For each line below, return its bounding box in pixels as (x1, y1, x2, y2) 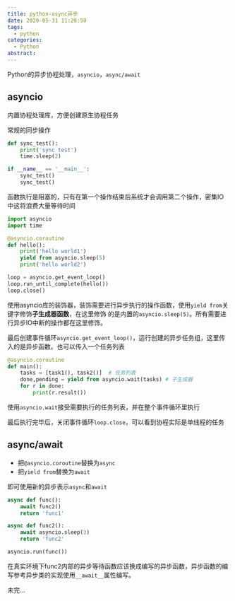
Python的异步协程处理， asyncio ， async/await (7, 70, 141, 78)
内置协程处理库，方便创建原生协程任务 (7, 110, 119, 119)
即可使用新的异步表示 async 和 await (7, 482, 107, 491)
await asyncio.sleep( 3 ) (20, 529, 90, 536)
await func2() (20, 503, 61, 510)
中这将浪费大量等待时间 (7, 201, 76, 209)
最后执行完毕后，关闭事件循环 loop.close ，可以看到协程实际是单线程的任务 (7, 418, 224, 426)
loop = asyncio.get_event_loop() (7, 274, 106, 281)
